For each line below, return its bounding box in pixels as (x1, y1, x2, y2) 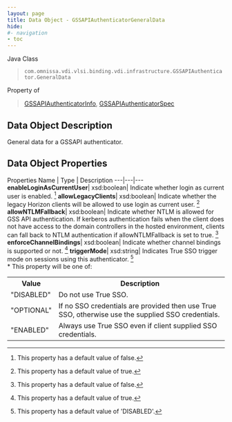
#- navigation (7, 29, 48, 37)
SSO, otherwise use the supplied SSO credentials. (58, 310, 220, 319)
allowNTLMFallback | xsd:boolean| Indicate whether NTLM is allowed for (7, 208, 214, 216)
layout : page (7, 10, 45, 17)
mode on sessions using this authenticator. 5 (7, 254, 134, 263)
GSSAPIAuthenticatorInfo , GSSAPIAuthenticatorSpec (23, 99, 175, 108)
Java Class (7, 54, 39, 63)
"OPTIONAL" (10, 305, 52, 315)
